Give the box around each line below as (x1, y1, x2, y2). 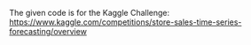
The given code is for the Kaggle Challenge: (9, 8, 170, 18)
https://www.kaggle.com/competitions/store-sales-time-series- (9, 17, 242, 27)
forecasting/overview (9, 26, 87, 36)
